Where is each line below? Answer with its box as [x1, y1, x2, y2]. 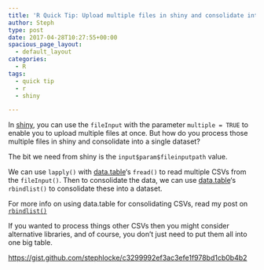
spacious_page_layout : [8, 41, 82, 49]
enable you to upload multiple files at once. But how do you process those [8, 129, 248, 138]
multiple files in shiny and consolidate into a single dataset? [8, 137, 200, 146]
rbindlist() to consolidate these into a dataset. [8, 184, 163, 193]
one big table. [8, 238, 53, 247]
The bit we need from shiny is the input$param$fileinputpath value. [8, 152, 228, 162]
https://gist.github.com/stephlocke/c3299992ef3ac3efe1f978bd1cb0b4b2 [8, 253, 247, 263]
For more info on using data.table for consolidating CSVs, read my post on [8, 199, 248, 209]
